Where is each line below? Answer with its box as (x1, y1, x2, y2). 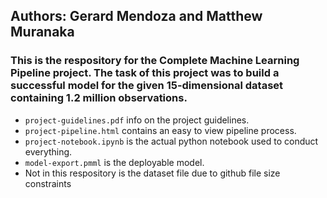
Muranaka (10, 24, 75, 41)
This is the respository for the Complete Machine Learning (10, 54, 300, 68)
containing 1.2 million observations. (10, 91, 188, 105)
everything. (24, 145, 73, 158)
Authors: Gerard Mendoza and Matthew (10, 8, 263, 25)
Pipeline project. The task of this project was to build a (10, 66, 280, 80)
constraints (24, 177, 72, 189)
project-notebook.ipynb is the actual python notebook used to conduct (24, 135, 319, 147)
